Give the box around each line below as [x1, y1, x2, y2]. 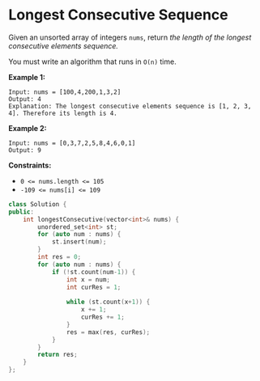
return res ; [37, 350, 79, 359]
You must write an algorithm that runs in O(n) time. [8, 57, 177, 66]
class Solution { [8, 200, 67, 208]
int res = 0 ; [37, 253, 82, 261]
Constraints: [8, 160, 52, 170]
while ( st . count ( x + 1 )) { [66, 298, 151, 307]
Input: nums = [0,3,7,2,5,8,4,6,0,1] [8, 139, 136, 147]
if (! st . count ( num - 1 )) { [51, 268, 136, 276]
